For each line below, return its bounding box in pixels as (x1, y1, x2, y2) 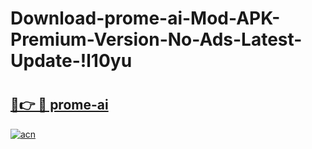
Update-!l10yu (10, 50, 133, 72)
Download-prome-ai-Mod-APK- (10, 7, 281, 30)
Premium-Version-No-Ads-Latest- (10, 28, 303, 51)
